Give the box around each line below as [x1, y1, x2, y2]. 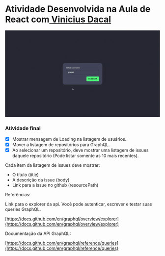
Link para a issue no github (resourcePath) [12, 182, 99, 188]
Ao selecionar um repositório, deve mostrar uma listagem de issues [12, 147, 149, 153]
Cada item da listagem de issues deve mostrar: [5, 162, 100, 168]
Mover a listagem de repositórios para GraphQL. [12, 141, 110, 148]
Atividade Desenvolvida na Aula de [5, 3, 151, 15]
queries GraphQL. [5, 206, 41, 212]
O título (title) [12, 172, 39, 178]
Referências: [5, 191, 31, 197]
